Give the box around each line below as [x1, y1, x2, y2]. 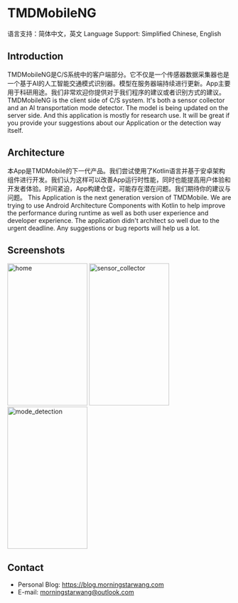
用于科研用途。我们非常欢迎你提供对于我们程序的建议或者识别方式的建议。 [7, 87, 225, 97]
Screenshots [7, 244, 65, 256]
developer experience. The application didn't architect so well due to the [7, 216, 220, 224]
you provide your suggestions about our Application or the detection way [7, 119, 222, 127]
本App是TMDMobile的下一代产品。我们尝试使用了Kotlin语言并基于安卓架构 [7, 166, 226, 175]
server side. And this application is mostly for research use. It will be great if [7, 111, 230, 119]
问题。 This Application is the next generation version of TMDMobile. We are [7, 193, 232, 202]
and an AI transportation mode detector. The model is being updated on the [7, 103, 229, 112]
